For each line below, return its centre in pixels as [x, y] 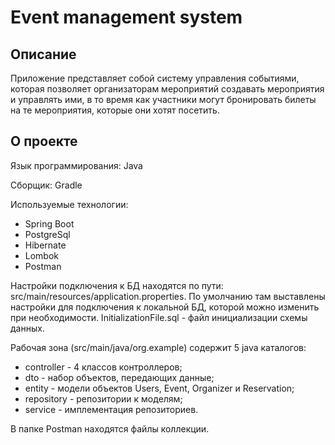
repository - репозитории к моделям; [103, 398]
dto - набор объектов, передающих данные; [119, 377]
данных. [27, 328]
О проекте [44, 141]
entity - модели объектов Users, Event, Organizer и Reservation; [159, 388]
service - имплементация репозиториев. [111, 409]
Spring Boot [49, 223]
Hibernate [45, 245]
